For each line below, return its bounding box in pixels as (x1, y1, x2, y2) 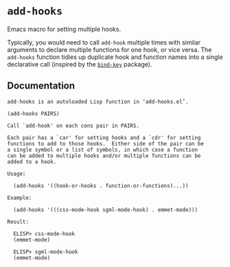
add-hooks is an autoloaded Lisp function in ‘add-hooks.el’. (7, 98, 189, 105)
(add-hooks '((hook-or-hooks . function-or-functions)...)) (13, 182, 189, 189)
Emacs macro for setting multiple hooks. (7, 25, 122, 33)
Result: (7, 218, 30, 225)
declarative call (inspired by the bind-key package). (7, 60, 152, 68)
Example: (7, 194, 32, 201)
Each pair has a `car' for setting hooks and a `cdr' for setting (7, 134, 201, 141)
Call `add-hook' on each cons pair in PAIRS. (7, 122, 139, 129)
